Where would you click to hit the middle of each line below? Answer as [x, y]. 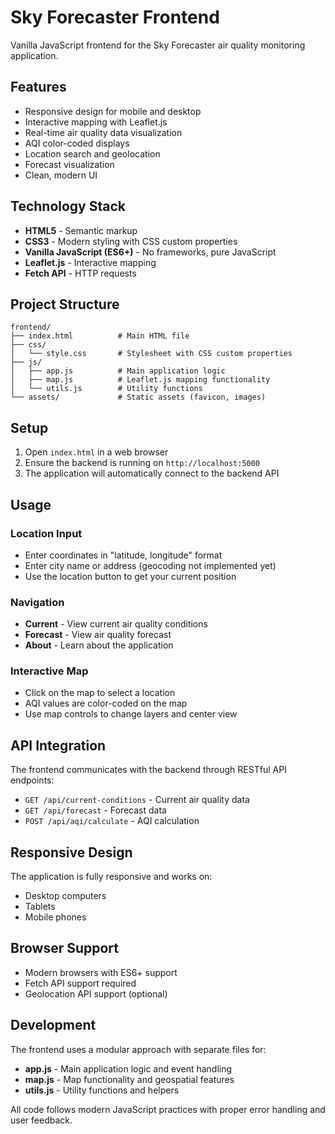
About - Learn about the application [99, 645]
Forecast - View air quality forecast [98, 635]
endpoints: [32, 780]
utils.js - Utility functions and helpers [102, 1090]
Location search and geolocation [92, 153]
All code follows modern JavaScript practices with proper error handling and [168, 1109]
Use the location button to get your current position [130, 576]
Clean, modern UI [61, 175]
